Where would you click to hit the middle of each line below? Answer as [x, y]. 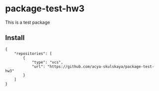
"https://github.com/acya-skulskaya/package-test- [101, 67]
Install [15, 38]
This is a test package [28, 22]
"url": [39, 67]
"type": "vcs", [47, 62]
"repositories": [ [33, 53]
